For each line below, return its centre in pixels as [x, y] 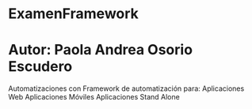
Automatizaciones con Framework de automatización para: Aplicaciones [126, 88]
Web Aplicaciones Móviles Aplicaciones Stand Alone [94, 97]
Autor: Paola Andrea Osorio [100, 50]
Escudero [40, 67]
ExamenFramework [73, 14]
